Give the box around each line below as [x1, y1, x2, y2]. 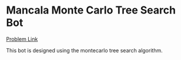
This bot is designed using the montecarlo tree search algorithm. [6, 46, 163, 54]
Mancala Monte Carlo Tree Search [6, 4, 176, 17]
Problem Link [6, 35, 38, 42]
